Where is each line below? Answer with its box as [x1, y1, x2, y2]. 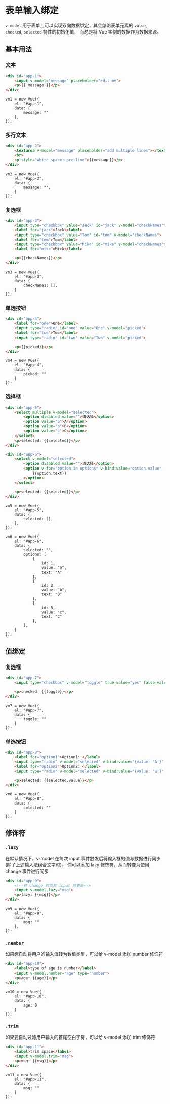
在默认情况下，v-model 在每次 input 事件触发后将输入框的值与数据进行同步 [5, 855, 161, 861]
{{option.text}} [32, 471, 67, 476]
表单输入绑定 [5, 5, 59, 16]
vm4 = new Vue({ [5, 358, 39, 363]
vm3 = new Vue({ [5, 270, 39, 275]
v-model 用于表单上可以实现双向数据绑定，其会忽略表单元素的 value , [5, 22, 147, 28]
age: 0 [23, 1002, 37, 1008]
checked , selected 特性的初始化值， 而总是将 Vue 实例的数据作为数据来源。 [5, 28, 162, 35]
